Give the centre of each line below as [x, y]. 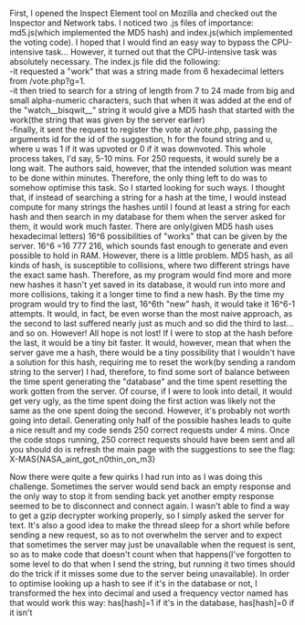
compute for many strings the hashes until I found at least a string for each [150, 207]
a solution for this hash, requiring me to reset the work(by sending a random [152, 362]
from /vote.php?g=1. [47, 81]
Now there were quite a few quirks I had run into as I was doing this [136, 477]
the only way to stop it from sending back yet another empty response [142, 496]
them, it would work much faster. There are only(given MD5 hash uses [142, 226]
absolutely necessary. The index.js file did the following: [115, 62]
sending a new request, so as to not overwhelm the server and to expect [146, 535]
